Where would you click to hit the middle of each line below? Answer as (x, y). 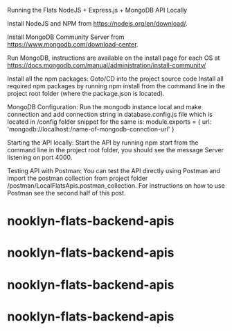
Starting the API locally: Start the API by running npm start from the (103, 143)
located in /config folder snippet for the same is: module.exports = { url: (109, 122)
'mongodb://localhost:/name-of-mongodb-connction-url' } (91, 129)
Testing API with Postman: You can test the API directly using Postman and (114, 171)
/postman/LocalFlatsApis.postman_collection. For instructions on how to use (116, 186)
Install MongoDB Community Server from (66, 37)
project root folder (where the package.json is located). (86, 94)
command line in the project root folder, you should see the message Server (115, 150)
